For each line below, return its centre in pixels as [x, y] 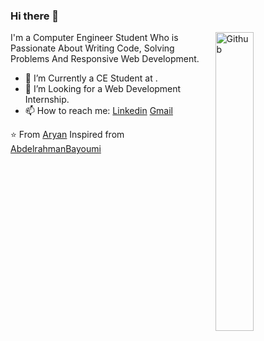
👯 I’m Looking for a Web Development [103, 89]
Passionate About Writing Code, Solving [92, 48]
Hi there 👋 [35, 16]
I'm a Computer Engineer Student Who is [94, 38]
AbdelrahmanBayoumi [56, 149]
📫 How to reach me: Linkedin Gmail [98, 111]
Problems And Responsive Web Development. [105, 59]
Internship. [47, 100]
